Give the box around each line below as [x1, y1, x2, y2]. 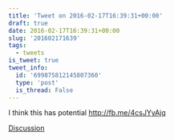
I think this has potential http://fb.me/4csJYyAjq [8, 108, 166, 118]
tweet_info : [8, 64, 48, 72]
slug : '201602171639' [8, 34, 81, 42]
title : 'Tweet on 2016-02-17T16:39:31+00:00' [8, 11, 163, 20]
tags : [8, 42, 26, 50]
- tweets [15, 49, 45, 57]
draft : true [8, 19, 48, 27]
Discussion [8, 123, 45, 133]
